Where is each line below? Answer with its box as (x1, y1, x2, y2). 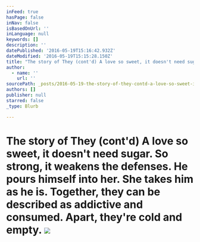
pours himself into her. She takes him (6, 172, 193, 186)
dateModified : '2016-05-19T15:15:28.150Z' (6, 53, 113, 59)
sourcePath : (6, 81, 36, 87)
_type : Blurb (6, 103, 39, 109)
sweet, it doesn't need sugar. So (6, 147, 168, 160)
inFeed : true (6, 8, 39, 15)
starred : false (6, 97, 44, 103)
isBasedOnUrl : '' (6, 25, 49, 32)
